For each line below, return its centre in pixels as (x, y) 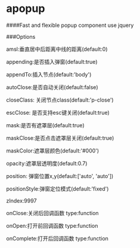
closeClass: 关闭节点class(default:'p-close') (60, 100)
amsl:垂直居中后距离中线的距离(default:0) (57, 49)
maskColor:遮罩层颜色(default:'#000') (53, 151)
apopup (26, 9)
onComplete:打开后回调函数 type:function (57, 238)
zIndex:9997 (21, 200)
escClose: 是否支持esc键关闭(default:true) (58, 112)
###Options (21, 36)
